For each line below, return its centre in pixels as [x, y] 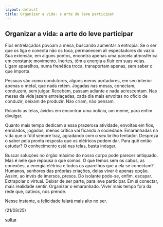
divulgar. [14, 116]
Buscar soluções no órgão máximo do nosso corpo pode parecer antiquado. [81, 156]
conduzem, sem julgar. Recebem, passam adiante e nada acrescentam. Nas [81, 91]
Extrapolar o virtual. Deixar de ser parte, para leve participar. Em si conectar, [82, 181]
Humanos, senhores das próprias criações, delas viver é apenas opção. [77, 171]
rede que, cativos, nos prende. [36, 192]
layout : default [21, 9]
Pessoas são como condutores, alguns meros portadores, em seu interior [79, 81]
